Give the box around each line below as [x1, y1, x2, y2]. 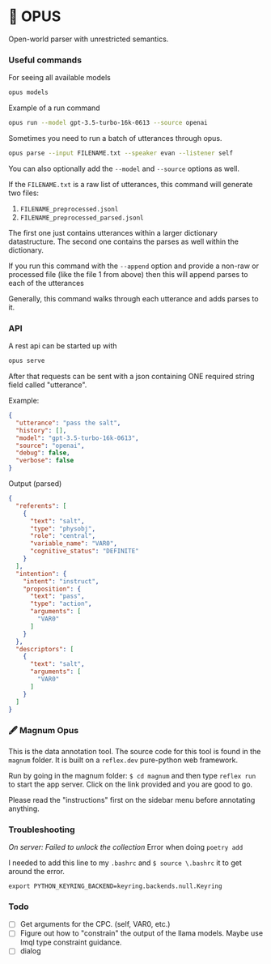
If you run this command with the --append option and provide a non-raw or [8, 261, 260, 271]
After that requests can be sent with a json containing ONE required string [8, 372, 255, 382]
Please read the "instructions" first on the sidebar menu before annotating [8, 795, 256, 804]
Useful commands [8, 54, 83, 66]
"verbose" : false [15, 457, 74, 465]
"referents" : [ [15, 501, 67, 510]
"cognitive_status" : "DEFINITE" [29, 547, 139, 556]
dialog [19, 946, 41, 956]
